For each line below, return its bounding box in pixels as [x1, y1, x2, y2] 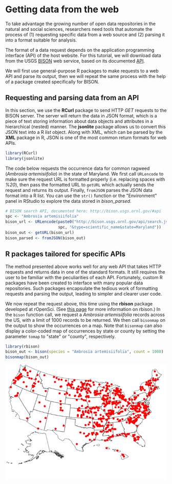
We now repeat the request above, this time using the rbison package [5, 300, 153, 306]
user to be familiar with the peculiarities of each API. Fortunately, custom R [5, 274, 163, 280]
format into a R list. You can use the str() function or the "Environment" [5, 192, 157, 199]
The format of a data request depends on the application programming [5, 47, 155, 53]
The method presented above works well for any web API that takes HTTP [5, 263, 162, 269]
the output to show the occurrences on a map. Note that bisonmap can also [5, 322, 162, 328]
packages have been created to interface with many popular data [5, 280, 143, 286]
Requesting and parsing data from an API [5, 93, 139, 102]
